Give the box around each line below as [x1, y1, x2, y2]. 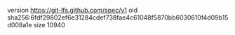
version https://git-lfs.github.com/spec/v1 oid [7, 6, 138, 14]
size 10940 [33, 21, 65, 29]
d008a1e [7, 21, 33, 29]
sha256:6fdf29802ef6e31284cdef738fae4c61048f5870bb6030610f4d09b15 [7, 13, 229, 22]
